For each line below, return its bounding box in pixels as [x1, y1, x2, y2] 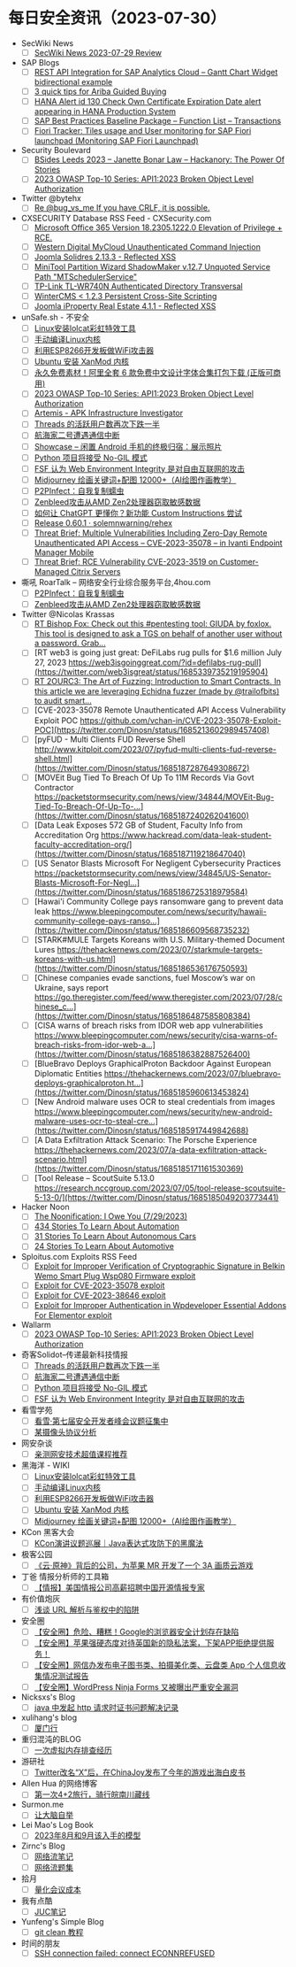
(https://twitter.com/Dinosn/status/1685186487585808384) [34, 1010, 251, 1021]
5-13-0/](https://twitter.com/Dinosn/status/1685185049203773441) [34, 1192, 279, 1203]
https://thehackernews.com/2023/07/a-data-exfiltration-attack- [34, 1145, 268, 1155]
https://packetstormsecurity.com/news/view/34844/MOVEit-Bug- [34, 791, 275, 802]
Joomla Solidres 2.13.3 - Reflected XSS [34, 251, 177, 262]
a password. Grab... [34, 638, 107, 649]
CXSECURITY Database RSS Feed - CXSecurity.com [20, 212, 212, 223]
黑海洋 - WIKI [20, 1460, 70, 1470]
